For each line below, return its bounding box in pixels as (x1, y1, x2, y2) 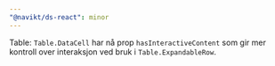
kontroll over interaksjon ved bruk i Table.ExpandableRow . (9, 46, 216, 57)
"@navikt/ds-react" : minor (9, 12, 109, 22)
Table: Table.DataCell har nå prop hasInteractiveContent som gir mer (9, 37, 267, 48)
